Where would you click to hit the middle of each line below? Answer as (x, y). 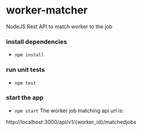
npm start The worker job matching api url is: (69, 110)
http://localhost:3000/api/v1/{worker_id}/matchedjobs (71, 122)
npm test (25, 83)
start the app (25, 98)
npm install (29, 55)
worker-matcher (47, 10)
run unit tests (26, 70)
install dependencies (37, 42)
